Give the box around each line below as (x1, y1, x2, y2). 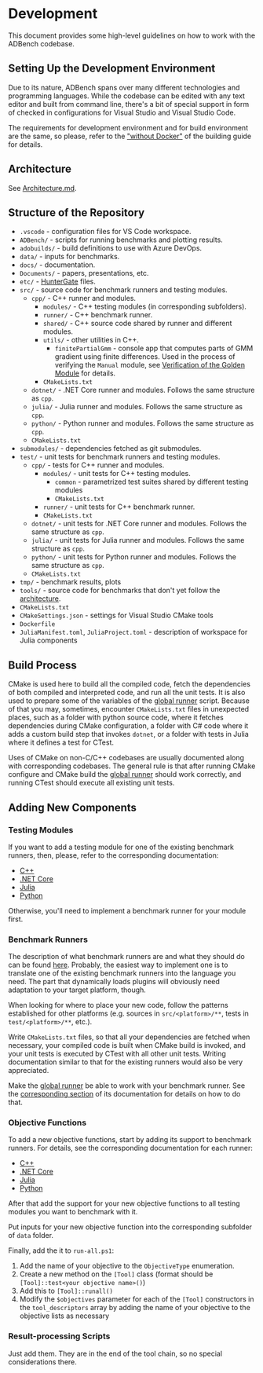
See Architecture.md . (8, 183, 77, 192)
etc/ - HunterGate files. (19, 276, 97, 287)
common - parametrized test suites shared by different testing (54, 477, 249, 487)
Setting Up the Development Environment (8, 62, 216, 75)
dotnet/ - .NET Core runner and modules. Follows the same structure (31, 386, 255, 395)
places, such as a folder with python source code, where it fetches (8, 712, 224, 723)
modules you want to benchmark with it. (8, 1207, 138, 1217)
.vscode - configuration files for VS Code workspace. (19, 227, 192, 236)
